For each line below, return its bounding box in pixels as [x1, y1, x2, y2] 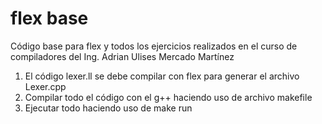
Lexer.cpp [24, 80, 67, 92]
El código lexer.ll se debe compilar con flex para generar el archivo [24, 70, 300, 82]
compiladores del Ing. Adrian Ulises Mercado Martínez [10, 50, 235, 62]
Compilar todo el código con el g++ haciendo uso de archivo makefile [24, 91, 313, 103]
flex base [10, 7, 89, 30]
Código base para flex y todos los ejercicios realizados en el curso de [10, 40, 298, 52]
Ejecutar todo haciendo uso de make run [24, 102, 193, 114]
